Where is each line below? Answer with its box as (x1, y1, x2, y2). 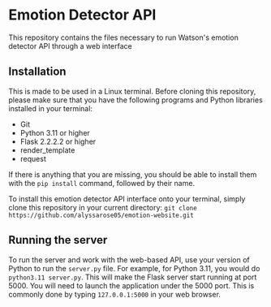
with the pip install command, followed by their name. (8, 178, 196, 188)
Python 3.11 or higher (19, 128, 91, 137)
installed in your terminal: (8, 103, 93, 113)
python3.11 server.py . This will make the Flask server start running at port (8, 272, 257, 282)
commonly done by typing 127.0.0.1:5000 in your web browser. (8, 289, 222, 299)
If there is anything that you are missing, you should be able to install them (8, 169, 257, 179)
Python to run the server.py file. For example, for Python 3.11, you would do (8, 263, 260, 273)
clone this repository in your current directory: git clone (8, 202, 197, 212)
